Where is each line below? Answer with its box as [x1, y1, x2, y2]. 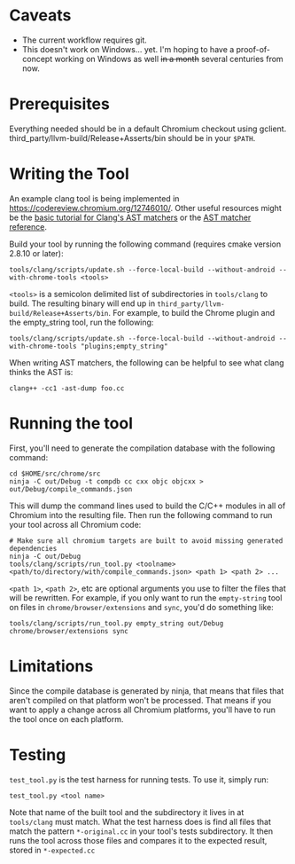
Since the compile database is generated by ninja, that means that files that [9, 685, 284, 696]
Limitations [9, 656, 94, 676]
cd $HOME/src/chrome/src [9, 469, 101, 478]
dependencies [9, 544, 58, 553]
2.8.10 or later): [9, 247, 64, 258]
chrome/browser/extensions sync [9, 626, 128, 635]
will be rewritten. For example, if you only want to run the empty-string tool [9, 592, 283, 603]
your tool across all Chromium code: [9, 519, 142, 530]
